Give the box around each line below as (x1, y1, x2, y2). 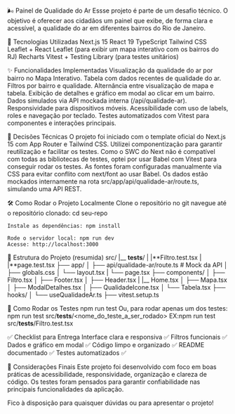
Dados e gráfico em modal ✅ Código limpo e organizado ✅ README (7, 341, 205, 349)
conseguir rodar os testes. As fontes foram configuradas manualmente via (7, 162, 222, 171)
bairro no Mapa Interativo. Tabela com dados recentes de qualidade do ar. (7, 74, 222, 82)
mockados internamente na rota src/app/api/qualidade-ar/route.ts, (7, 177, 199, 186)
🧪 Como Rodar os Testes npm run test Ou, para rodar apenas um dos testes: (7, 304, 228, 312)
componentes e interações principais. (7, 119, 117, 127)
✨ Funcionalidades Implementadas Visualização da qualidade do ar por (7, 66, 213, 75)
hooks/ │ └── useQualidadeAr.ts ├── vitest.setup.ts (7, 291, 159, 299)
